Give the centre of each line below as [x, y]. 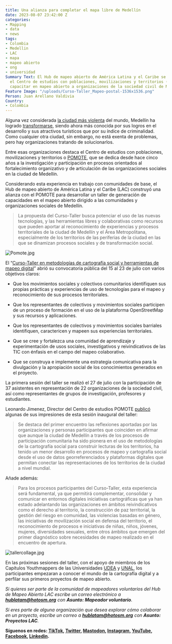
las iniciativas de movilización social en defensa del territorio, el [85, 521]
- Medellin [17, 48]
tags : [11, 39]
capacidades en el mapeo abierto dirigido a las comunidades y [71, 200]
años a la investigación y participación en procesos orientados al [74, 163]
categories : [18, 20]
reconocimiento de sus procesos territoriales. [61, 295]
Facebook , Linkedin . [27, 636]
